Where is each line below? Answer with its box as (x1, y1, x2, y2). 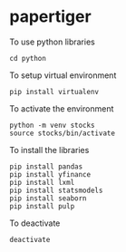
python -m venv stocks (9, 121, 95, 130)
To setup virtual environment (9, 70, 117, 81)
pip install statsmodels (9, 186, 103, 195)
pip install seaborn (9, 193, 88, 203)
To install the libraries (9, 144, 90, 155)
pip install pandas (9, 161, 83, 171)
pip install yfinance (9, 170, 92, 179)
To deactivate (9, 218, 61, 228)
